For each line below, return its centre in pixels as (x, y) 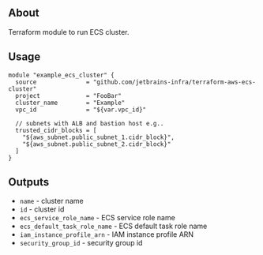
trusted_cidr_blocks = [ (56, 130)
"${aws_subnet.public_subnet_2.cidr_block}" (97, 144)
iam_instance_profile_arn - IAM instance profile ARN (107, 234)
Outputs (29, 182)
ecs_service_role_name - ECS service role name (97, 218)
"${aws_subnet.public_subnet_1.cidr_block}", (99, 137)
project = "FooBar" (69, 96)
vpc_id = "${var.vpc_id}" (81, 110)
